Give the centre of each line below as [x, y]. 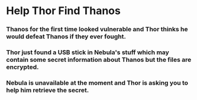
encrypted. [22, 67]
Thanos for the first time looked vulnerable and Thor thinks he [97, 29]
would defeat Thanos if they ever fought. [66, 36]
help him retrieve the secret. [48, 90]
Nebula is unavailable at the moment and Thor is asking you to [97, 82]
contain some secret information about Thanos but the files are [99, 60]
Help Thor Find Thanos [64, 11]
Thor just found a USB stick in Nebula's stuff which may [88, 52]
